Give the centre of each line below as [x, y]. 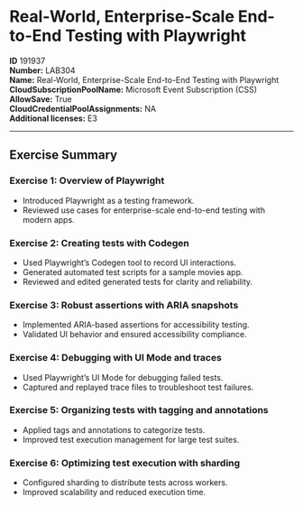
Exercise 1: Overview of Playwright [87, 180]
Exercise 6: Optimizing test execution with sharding [125, 463]
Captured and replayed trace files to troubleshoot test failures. [138, 387]
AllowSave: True [41, 99]
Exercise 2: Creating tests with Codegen [99, 243]
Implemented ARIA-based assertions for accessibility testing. [136, 325]
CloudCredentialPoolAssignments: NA [83, 108]
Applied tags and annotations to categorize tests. [114, 429]
